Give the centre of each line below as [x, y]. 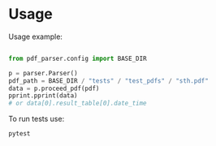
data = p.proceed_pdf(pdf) [54, 88]
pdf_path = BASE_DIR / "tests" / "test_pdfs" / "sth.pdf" [108, 81]
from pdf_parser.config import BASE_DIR [78, 58]
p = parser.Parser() [43, 73]
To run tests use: [37, 119]
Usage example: [36, 36]
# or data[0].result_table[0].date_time [78, 103]
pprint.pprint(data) [43, 96]
